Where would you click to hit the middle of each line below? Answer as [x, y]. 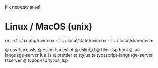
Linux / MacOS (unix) [49, 27]
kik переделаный [23, 7]
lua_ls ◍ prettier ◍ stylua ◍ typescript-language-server [96, 55]
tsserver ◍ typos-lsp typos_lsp [37, 60]
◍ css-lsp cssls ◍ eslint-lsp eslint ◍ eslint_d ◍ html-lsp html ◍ [69, 50]
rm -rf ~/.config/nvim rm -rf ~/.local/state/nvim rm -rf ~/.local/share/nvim [79, 40]
